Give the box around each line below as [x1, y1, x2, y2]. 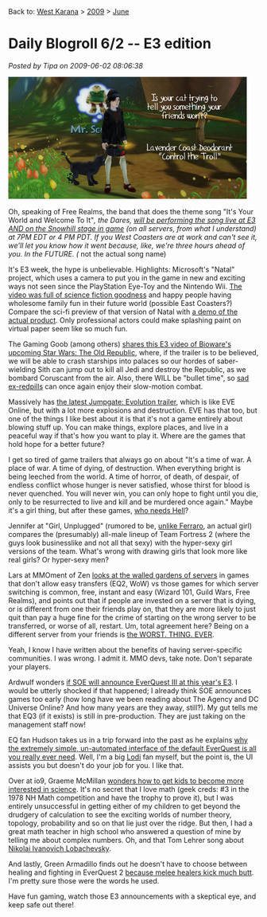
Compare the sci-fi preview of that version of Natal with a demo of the [8, 307, 238, 316]
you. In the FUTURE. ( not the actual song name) [8, 249, 167, 258]
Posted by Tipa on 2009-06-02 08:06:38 [8, 61, 143, 70]
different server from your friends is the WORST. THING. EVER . [8, 629, 215, 639]
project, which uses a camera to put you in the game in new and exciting [8, 272, 246, 282]
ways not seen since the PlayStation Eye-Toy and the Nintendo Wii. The [8, 281, 242, 291]
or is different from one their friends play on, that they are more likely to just [8, 604, 256, 613]
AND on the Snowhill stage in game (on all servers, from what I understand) [8, 223, 257, 233]
